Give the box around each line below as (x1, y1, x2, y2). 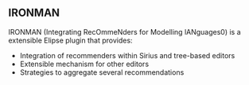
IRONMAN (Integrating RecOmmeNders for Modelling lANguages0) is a (8, 27, 241, 36)
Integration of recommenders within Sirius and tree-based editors (19, 50, 235, 60)
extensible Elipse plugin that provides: (8, 35, 133, 45)
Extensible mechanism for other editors (19, 59, 150, 68)
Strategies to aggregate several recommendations (19, 67, 185, 77)
